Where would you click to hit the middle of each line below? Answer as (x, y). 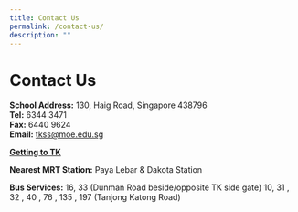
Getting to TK (35, 153)
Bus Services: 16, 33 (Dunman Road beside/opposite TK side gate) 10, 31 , (149, 187)
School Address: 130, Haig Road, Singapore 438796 (108, 105)
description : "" (40, 35)
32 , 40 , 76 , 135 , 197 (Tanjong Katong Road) (95, 197)
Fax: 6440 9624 (40, 125)
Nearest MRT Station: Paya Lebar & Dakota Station (106, 170)
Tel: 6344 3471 (38, 115)
